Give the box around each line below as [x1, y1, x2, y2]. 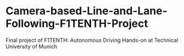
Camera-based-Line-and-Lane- [5, 4, 168, 18]
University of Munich [5, 43, 58, 50]
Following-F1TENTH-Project [5, 17, 148, 30]
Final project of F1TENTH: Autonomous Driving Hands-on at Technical [5, 36, 179, 43]
